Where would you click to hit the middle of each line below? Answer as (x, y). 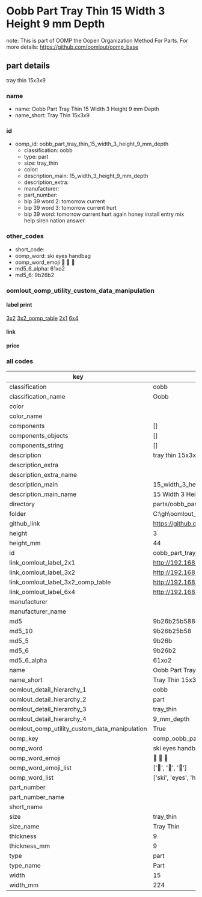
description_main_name (43, 494)
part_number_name (37, 797)
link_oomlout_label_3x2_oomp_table (60, 583)
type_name (25, 866)
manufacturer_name (38, 611)
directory (22, 504)
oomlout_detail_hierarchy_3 (48, 709)
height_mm (25, 543)
